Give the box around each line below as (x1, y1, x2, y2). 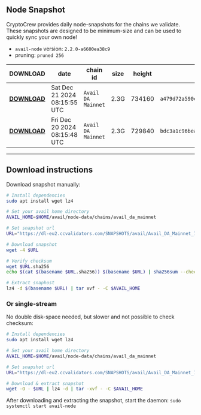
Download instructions (6, 165, 93, 175)
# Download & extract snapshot (6, 380, 84, 386)
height (133, 69, 153, 77)
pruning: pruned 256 (14, 51, 65, 59)
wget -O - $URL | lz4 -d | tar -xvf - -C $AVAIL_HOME (6, 386, 144, 392)
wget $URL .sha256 (6, 263, 50, 269)
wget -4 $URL (6, 247, 39, 253)
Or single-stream (6, 299, 57, 308)
